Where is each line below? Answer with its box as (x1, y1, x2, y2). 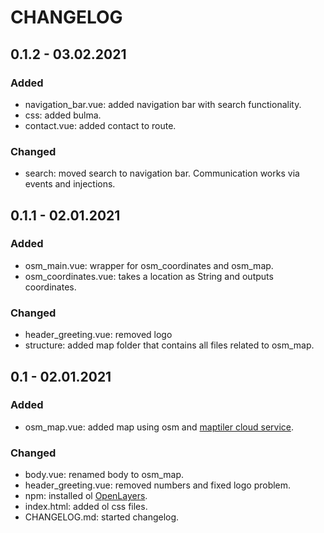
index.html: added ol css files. (24, 501, 148, 513)
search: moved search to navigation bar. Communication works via (24, 167, 300, 180)
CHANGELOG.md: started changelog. (24, 511, 180, 523)
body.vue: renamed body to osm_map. (24, 469, 185, 481)
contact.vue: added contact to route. (24, 119, 177, 131)
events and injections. (24, 178, 116, 190)
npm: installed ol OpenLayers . (24, 490, 148, 502)
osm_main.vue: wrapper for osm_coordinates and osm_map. (24, 259, 274, 271)
